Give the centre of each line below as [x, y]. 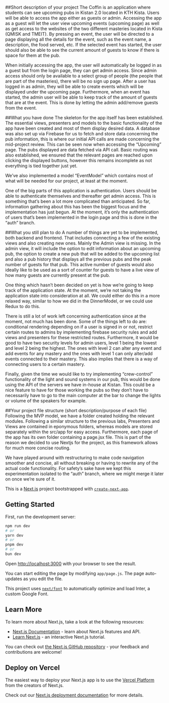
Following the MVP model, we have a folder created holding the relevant [80, 416]
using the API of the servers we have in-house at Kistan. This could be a [80, 385]
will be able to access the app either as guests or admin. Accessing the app [83, 18]
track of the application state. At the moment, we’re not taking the [73, 290]
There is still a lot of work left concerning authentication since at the [76, 316]
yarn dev [14, 535]
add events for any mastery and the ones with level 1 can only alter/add [79, 354]
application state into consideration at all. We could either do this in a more [82, 296]
